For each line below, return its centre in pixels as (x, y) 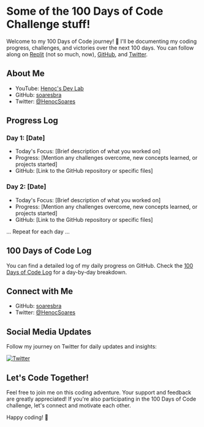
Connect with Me (40, 291)
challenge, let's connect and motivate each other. (69, 405)
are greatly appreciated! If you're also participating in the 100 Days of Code (101, 399)
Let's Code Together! (47, 378)
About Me (25, 74)
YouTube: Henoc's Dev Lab (49, 88)
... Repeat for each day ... (38, 232)
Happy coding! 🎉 (28, 417)
